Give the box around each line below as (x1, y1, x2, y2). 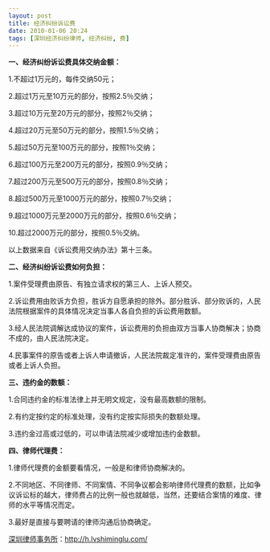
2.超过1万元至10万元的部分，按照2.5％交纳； (8, 92, 155, 101)
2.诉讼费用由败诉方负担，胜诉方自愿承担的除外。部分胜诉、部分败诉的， (8, 296, 247, 306)
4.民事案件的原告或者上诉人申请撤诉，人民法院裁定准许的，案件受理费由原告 (8, 350, 261, 360)
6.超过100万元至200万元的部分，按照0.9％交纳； (8, 160, 170, 170)
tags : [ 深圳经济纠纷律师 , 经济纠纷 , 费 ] (8, 34, 130, 43)
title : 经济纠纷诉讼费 (8, 19, 76, 27)
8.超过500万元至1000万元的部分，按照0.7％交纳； (8, 194, 174, 203)
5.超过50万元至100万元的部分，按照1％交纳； (8, 142, 158, 153)
